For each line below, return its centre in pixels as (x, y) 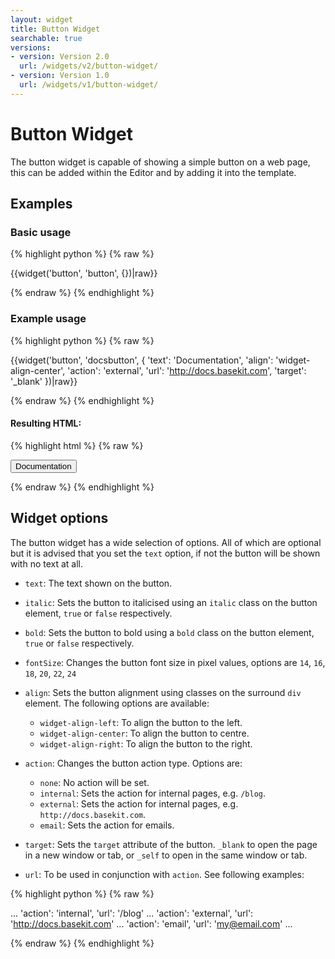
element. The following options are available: (117, 703)
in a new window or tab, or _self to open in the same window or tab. (166, 855)
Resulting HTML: (46, 423)
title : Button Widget (55, 29)
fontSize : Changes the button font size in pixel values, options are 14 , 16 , (175, 662)
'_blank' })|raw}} (44, 381)
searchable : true (46, 38)
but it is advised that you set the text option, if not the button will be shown (165, 553)
